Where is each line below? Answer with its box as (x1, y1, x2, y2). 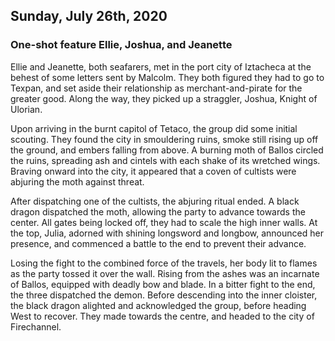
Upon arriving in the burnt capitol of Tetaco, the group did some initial (10, 122, 298, 134)
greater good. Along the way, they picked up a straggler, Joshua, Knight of (10, 92, 318, 104)
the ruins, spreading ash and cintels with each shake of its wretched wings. (10, 154, 321, 166)
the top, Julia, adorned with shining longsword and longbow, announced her (10, 227, 324, 239)
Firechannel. (10, 320, 62, 333)
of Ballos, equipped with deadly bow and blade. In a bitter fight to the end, (10, 278, 316, 290)
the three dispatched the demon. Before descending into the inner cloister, (10, 289, 318, 301)
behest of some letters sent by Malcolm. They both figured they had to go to (10, 71, 325, 83)
